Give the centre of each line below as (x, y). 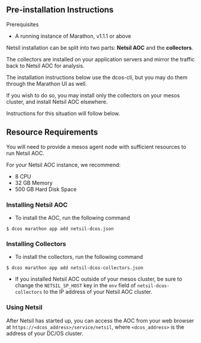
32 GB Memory (34, 183)
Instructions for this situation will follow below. (63, 113)
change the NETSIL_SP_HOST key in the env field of (75, 285)
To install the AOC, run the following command (72, 217)
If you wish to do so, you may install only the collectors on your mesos (93, 95)
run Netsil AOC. (25, 153)
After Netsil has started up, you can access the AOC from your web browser (100, 320)
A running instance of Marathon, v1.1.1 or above (73, 36)
